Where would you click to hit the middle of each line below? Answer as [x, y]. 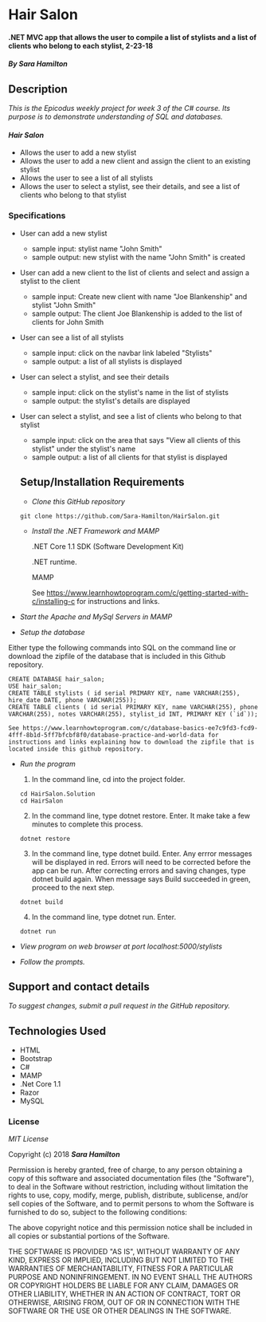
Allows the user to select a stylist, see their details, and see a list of [130, 187]
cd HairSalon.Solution [57, 794]
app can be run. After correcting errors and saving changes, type [139, 870]
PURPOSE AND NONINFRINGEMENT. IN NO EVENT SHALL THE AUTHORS [131, 1277]
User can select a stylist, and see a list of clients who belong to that [131, 416]
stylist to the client [50, 281]
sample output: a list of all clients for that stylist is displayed [129, 457]
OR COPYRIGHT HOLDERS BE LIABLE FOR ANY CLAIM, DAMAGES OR [123, 1285]
